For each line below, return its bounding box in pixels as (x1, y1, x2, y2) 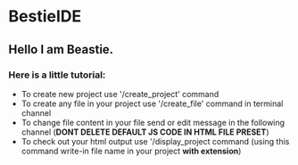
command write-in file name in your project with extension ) (21, 145, 242, 156)
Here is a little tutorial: (8, 69, 106, 81)
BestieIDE (8, 6, 82, 27)
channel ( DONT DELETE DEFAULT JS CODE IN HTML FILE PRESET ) (21, 127, 269, 137)
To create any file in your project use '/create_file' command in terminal (21, 98, 284, 109)
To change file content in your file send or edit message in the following (21, 117, 286, 128)
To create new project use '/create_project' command (21, 88, 219, 99)
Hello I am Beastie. (8, 42, 114, 57)
